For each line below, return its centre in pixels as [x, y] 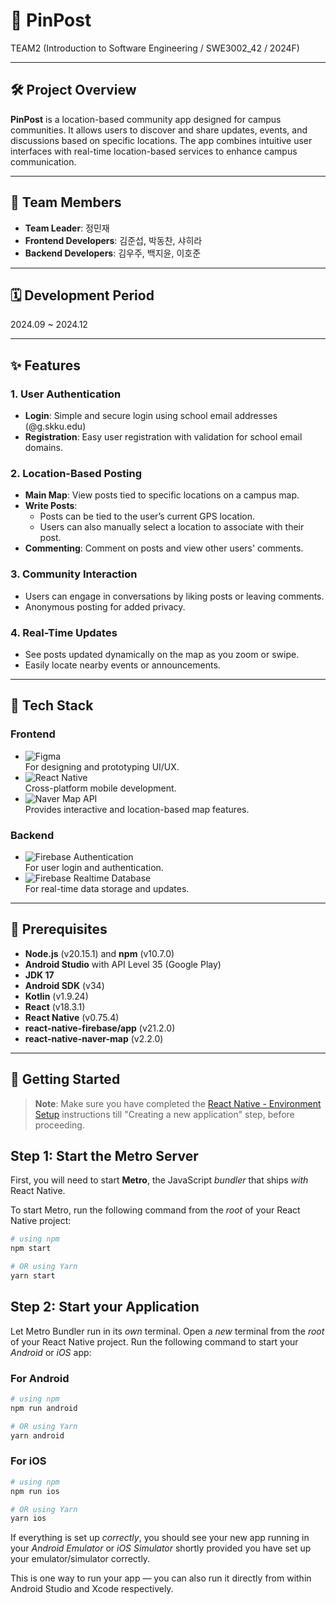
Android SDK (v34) [64, 985]
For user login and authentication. [94, 867]
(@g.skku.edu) [55, 426]
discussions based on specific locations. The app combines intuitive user [161, 140]
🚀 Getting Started [65, 1079]
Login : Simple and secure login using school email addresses [151, 416]
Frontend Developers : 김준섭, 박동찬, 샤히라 [113, 240]
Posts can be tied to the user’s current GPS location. [147, 516]
